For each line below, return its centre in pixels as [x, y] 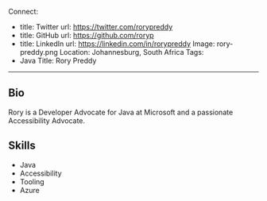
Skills [22, 146]
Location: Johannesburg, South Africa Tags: [132, 52]
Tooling [32, 181]
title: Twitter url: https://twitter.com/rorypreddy [96, 27]
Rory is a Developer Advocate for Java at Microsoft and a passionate [121, 112]
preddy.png [39, 52]
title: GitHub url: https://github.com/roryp [87, 35]
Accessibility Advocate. [47, 120]
